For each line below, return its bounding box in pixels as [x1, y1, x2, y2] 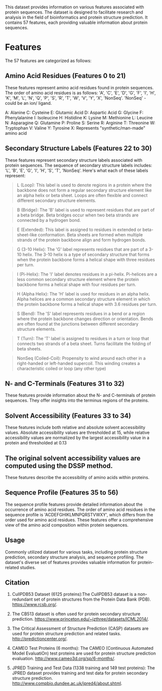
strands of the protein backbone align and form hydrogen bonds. [16, 237, 147, 243]
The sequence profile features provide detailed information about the [5, 501, 143, 507]
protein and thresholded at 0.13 [5, 440, 67, 446]
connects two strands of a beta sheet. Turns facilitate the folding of [16, 341, 151, 346]
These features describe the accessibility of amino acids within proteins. [5, 475, 150, 480]
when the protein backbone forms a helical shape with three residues [16, 257, 155, 263]
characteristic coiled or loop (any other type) [16, 365, 106, 371]
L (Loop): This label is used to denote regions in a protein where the [16, 182, 152, 188]
